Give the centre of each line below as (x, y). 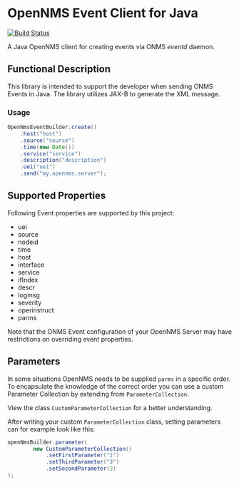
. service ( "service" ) (51, 154)
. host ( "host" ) (41, 133)
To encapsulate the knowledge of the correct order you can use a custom (116, 386)
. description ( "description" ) (63, 160)
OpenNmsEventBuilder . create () (52, 127)
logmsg (29, 295)
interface (31, 265)
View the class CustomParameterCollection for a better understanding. (110, 407)
